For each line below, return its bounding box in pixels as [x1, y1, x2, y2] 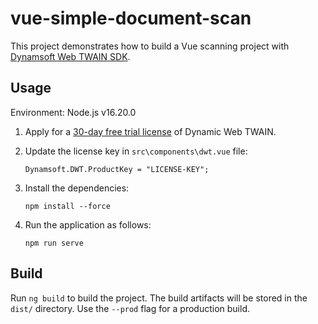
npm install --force [24, 201, 111, 211]
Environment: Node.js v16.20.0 [10, 106, 137, 118]
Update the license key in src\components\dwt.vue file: [24, 145, 248, 157]
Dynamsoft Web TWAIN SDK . [10, 50, 131, 62]
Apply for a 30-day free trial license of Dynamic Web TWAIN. [24, 125, 277, 137]
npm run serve [24, 238, 84, 248]
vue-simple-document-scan [10, 7, 252, 30]
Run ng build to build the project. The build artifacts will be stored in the [10, 292, 308, 304]
